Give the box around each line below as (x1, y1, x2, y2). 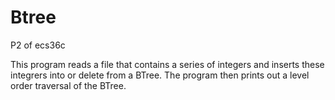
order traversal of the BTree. (10, 79, 127, 91)
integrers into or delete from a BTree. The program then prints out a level (10, 69, 310, 81)
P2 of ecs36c (10, 39, 66, 51)
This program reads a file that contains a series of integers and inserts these (10, 58, 325, 70)
